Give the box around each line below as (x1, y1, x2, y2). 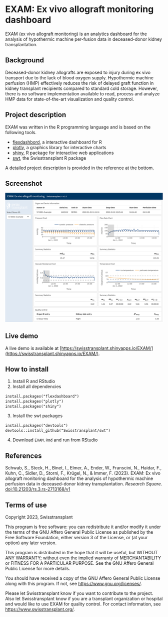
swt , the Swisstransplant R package (12, 155, 86, 161)
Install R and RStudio (12, 378, 55, 385)
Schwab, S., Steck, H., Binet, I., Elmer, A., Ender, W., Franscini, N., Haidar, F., (5, 465, 162, 471)
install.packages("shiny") (5, 404, 61, 409)
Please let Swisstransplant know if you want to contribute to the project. (5, 590, 153, 596)
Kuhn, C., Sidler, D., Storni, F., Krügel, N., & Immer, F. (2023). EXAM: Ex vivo (5, 470, 161, 476)
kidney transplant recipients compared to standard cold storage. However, (5, 85, 158, 91)
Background (5, 56, 44, 65)
